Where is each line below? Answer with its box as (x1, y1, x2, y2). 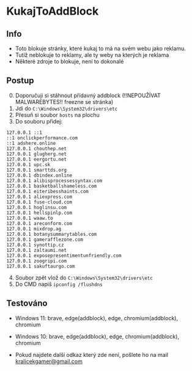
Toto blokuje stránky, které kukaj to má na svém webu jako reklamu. (15, 45, 186, 52)
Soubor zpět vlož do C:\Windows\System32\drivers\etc (15, 274, 153, 281)
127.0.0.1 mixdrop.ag (6, 226, 62, 232)
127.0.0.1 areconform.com (6, 220, 72, 227)
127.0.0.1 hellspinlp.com (6, 210, 72, 216)
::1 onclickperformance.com (6, 134, 78, 141)
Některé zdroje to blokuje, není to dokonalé (15, 58, 124, 65)
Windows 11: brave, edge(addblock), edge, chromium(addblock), (15, 314, 179, 321)
